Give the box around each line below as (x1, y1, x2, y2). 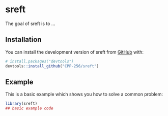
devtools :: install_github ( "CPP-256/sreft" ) (5, 63, 99, 68)
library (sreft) (5, 101, 38, 106)
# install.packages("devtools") (5, 59, 74, 64)
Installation (5, 35, 42, 44)
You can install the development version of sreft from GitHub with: (5, 49, 144, 55)
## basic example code (5, 106, 53, 111)
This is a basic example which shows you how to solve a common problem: (5, 91, 163, 98)
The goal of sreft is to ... (5, 20, 55, 27)
